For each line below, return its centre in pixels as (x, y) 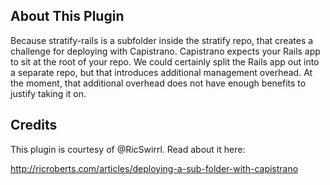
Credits (34, 125)
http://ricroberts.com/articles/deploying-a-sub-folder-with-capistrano (154, 168)
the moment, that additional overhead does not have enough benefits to (158, 83)
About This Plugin (67, 16)
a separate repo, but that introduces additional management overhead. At (161, 72)
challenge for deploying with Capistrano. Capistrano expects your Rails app (165, 51)
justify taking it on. (48, 93)
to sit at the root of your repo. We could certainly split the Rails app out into (165, 61)
